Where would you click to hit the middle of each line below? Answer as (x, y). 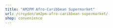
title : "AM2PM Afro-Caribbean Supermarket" (50, 9)
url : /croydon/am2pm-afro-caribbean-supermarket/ (57, 14)
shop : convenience (24, 18)
